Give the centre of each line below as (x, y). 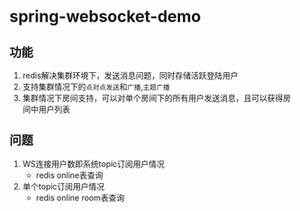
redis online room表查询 (80, 197)
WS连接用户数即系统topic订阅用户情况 (93, 163)
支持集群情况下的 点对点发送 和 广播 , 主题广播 (96, 87)
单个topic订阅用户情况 (64, 186)
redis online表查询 (69, 175)
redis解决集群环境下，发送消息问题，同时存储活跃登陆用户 (130, 75)
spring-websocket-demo (105, 17)
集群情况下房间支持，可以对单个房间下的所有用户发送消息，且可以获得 (153, 98)
